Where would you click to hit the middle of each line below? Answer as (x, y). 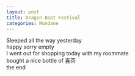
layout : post (23, 12)
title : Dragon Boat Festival (43, 18)
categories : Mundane (33, 23)
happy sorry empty (31, 47)
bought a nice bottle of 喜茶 (41, 61)
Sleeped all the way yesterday (44, 41)
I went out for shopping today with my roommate (68, 54)
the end (16, 67)
